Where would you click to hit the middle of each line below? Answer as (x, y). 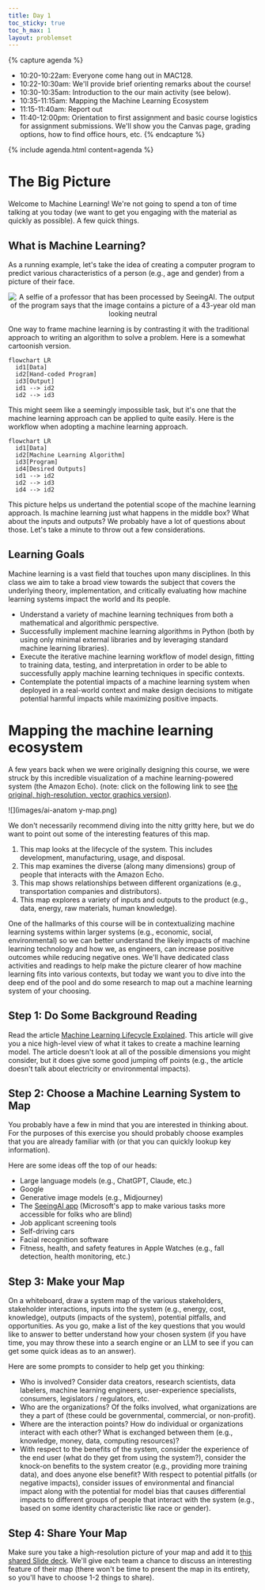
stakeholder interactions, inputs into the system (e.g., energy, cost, (117, 1309)
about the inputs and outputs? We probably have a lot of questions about (127, 521)
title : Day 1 (30, 15)
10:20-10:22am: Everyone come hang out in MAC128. (106, 75)
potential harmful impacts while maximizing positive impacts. (119, 698)
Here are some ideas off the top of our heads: (83, 1165)
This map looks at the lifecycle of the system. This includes (116, 849)
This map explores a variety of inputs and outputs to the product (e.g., (134, 900)
